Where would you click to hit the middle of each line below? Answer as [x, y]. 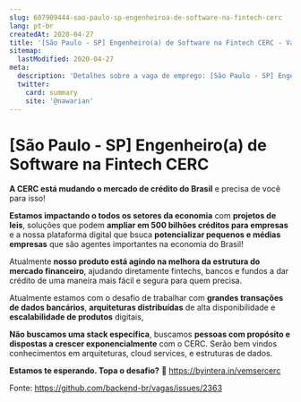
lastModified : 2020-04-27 [66, 59]
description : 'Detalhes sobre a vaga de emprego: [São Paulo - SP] [146, 76]
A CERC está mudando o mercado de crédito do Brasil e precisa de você [145, 189]
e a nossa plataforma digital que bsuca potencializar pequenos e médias [145, 235]
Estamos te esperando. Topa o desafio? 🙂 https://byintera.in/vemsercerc [145, 371]
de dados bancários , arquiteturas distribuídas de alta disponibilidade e [142, 308]
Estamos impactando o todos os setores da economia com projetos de [143, 216]
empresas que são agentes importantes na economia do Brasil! [126, 244]
